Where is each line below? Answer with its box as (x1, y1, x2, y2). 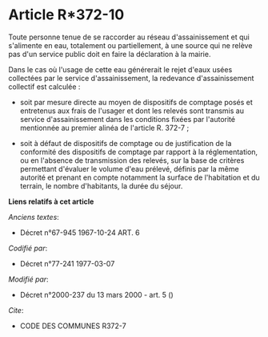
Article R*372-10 (8, 6, 125, 24)
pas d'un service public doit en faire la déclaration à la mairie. (8, 49, 211, 59)
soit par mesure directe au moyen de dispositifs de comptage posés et (19, 97, 254, 107)
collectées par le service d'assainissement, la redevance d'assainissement (8, 73, 254, 83)
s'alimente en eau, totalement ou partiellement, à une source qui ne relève (8, 40, 253, 50)
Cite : (8, 305, 24, 315)
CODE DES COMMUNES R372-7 (19, 321, 126, 331)
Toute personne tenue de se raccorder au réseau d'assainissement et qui (8, 32, 250, 42)
